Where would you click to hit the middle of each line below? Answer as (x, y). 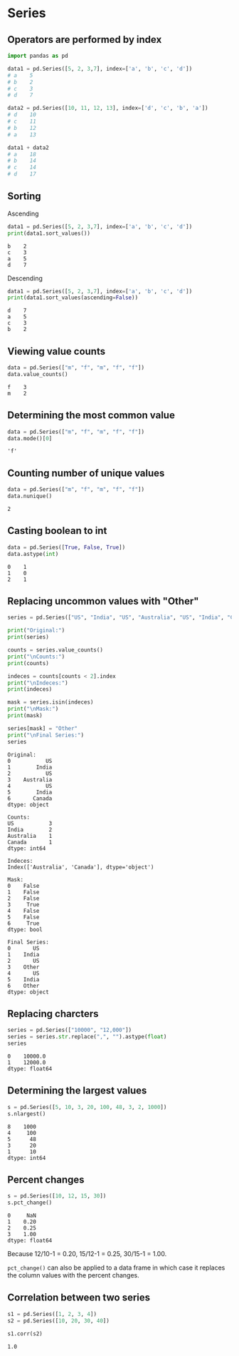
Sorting (24, 197)
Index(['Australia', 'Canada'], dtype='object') (81, 867)
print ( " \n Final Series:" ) (46, 735)
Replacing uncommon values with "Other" (103, 601)
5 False (23, 917)
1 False (23, 892)
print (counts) (28, 663)
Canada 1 (30, 842)
